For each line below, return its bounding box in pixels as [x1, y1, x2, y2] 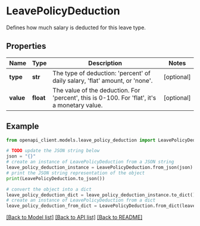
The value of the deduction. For [52, 86, 140, 94]
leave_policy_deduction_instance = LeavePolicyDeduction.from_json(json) [6, 165, 193, 171]
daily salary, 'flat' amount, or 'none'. [52, 76, 153, 85]
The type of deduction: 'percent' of [52, 69, 151, 77]
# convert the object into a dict [6, 186, 92, 192]
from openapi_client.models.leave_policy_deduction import [6, 137, 156, 143]
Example [6, 121, 39, 132]
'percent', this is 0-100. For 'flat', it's [52, 94, 157, 102]
